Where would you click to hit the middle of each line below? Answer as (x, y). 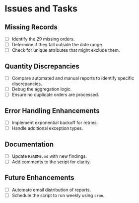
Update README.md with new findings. (49, 156)
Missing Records (31, 27)
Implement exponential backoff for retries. (55, 123)
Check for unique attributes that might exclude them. (66, 50)
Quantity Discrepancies (42, 66)
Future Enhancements (40, 178)
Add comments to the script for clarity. (51, 162)
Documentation (29, 144)
